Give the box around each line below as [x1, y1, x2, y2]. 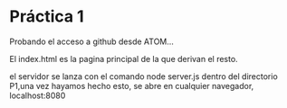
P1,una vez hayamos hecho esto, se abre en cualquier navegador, [9, 80, 254, 91]
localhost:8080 [9, 90, 66, 101]
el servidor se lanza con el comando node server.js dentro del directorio [9, 70, 278, 82]
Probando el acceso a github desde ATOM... [9, 36, 175, 47]
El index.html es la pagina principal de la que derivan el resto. [9, 53, 238, 64]
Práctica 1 [9, 6, 84, 27]
